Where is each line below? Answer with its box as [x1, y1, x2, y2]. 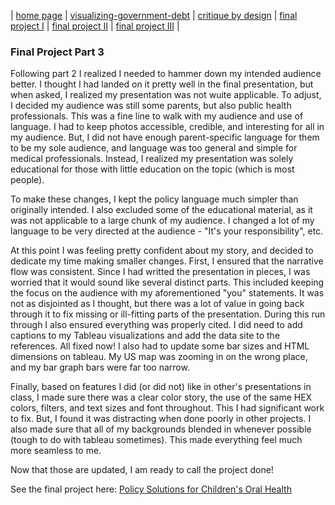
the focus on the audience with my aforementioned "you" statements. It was [10, 287, 325, 299]
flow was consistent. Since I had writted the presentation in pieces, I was [10, 266, 311, 278]
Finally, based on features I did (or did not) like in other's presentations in [10, 381, 312, 393]
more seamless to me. [10, 445, 102, 457]
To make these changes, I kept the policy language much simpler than [10, 193, 299, 205]
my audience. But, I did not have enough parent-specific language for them [10, 131, 320, 144]
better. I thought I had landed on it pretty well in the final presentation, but [10, 78, 314, 90]
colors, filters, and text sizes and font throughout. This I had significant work [10, 402, 325, 414]
